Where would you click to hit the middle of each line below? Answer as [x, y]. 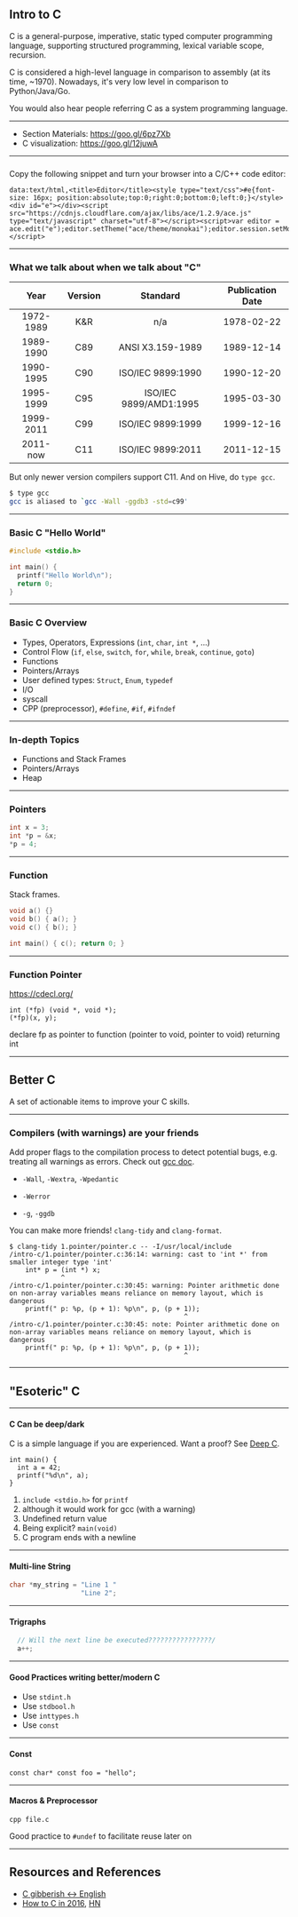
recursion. [28, 55]
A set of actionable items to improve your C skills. [100, 1102]
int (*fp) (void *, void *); [63, 1010]
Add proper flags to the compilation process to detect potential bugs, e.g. [143, 1152]
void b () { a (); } [43, 919]
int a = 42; [39, 1468]
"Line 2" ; [98, 1594]
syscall [35, 699]
